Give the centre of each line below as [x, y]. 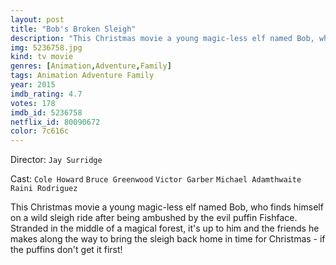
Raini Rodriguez [44, 189]
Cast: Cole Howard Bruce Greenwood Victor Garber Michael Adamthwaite [156, 179]
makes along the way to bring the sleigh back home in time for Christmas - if [168, 239]
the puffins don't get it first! [66, 250]
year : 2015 [33, 85]
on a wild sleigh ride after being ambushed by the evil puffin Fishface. [154, 218]
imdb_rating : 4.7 [46, 94]
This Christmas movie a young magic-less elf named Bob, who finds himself [167, 207]
